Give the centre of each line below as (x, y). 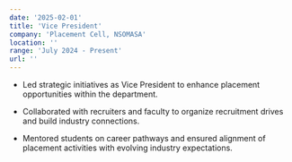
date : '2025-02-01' (46, 17)
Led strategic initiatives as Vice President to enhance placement (141, 85)
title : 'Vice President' (56, 26)
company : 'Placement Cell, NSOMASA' (78, 34)
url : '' (24, 59)
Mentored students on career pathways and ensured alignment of (144, 138)
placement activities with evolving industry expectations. (128, 148)
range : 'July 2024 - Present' (66, 51)
